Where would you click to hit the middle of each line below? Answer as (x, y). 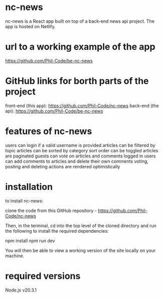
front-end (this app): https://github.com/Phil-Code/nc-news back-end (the (82, 106)
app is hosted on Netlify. (30, 26)
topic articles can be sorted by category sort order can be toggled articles (82, 150)
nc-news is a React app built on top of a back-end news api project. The (80, 21)
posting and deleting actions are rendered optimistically (63, 166)
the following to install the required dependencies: (57, 231)
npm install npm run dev (30, 241)
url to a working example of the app (80, 47)
